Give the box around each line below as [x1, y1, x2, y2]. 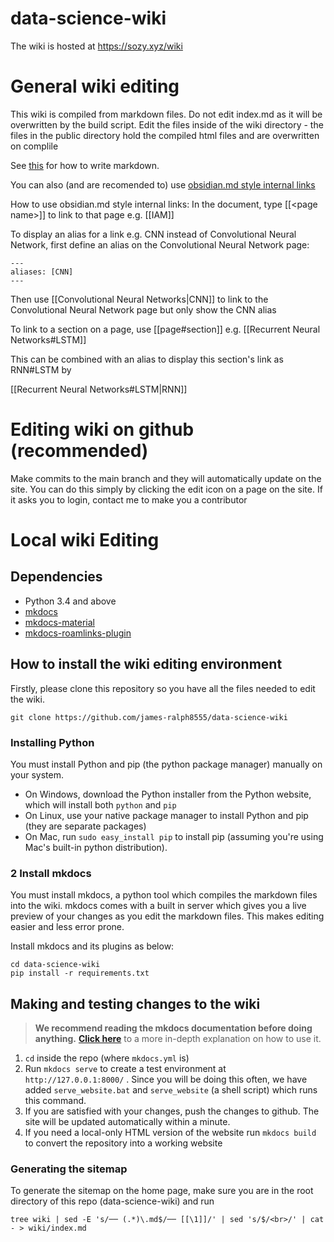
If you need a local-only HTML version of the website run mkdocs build [24, 1127, 317, 1139]
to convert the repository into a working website [24, 1137, 223, 1149]
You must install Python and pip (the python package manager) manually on [10, 758, 323, 770]
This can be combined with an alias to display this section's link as [10, 353, 284, 365]
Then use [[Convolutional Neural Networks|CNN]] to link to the [10, 293, 269, 305]
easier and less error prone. [10, 921, 125, 933]
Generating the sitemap [10, 1162, 128, 1176]
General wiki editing [10, 75, 180, 98]
